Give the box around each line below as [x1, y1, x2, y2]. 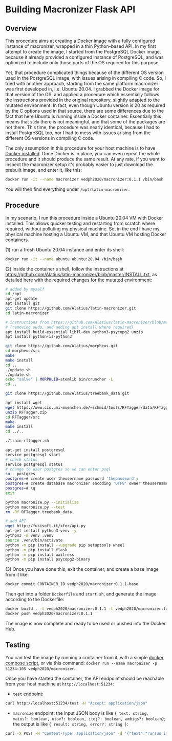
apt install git [5, 301, 40, 306]
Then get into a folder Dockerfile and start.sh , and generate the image [5, 591, 157, 597]
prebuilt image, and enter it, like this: [5, 167, 82, 173]
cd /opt [5, 292, 22, 297]
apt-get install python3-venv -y [5, 528, 77, 533]
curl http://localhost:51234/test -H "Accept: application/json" [5, 700, 147, 706]
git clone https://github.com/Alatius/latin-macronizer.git [5, 306, 137, 311]
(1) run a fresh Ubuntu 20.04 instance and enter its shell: [5, 246, 124, 252]
